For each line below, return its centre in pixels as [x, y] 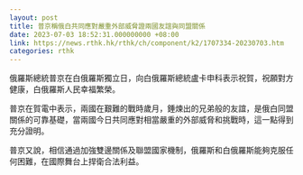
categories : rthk [42, 51]
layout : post [34, 18]
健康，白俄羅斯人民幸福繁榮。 [64, 89]
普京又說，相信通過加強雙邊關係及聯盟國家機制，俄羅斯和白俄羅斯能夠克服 [147, 151]
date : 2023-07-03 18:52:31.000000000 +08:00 [94, 34]
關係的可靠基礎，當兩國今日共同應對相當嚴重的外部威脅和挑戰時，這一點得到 [151, 120]
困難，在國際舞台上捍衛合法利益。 [80, 161]
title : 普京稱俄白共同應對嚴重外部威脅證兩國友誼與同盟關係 [107, 26]
